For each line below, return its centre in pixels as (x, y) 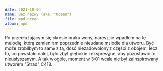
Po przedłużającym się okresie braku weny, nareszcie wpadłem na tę (76, 38)
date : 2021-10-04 (23, 10)
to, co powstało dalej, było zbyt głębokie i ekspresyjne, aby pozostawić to (80, 54)
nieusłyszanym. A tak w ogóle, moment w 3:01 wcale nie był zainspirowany (82, 59)
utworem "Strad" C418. (29, 64)
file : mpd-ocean (22, 19)
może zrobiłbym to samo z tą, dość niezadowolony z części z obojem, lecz (81, 48)
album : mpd (16, 24)
